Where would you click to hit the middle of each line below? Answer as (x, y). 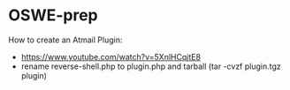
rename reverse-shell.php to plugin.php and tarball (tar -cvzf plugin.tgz (151, 66)
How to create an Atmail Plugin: (65, 40)
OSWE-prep (53, 15)
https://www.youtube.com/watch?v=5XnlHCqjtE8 (111, 56)
